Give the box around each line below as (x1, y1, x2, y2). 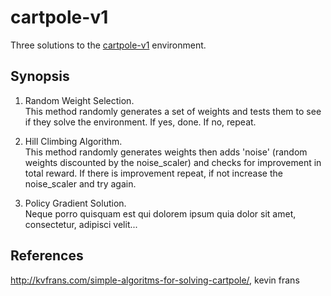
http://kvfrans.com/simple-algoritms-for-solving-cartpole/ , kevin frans (10, 274, 300, 286)
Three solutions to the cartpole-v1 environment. (10, 39, 207, 51)
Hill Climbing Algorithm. (24, 135, 123, 147)
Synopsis (10, 68, 70, 85)
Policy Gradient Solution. (24, 197, 127, 209)
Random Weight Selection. (24, 94, 135, 106)
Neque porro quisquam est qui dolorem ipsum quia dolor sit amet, (24, 207, 297, 220)
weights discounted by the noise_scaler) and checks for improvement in (24, 156, 322, 168)
